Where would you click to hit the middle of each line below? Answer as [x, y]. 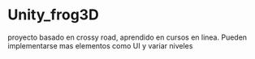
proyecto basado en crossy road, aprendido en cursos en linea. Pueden [127, 37]
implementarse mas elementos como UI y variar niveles [100, 45]
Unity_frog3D [53, 15]
